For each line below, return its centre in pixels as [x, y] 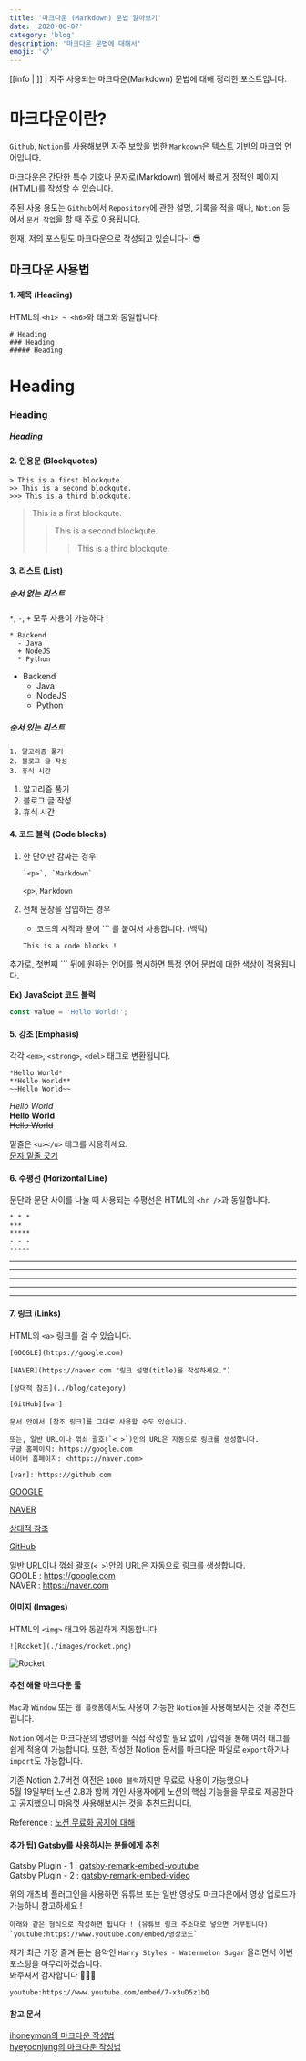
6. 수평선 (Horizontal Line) [58, 1178]
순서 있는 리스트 [37, 727]
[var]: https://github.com [61, 1475]
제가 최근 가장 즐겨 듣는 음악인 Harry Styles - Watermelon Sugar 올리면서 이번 [152, 1952]
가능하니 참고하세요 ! [46, 1906]
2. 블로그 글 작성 [39, 761]
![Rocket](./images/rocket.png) [71, 1646]
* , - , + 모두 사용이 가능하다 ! [59, 617]
